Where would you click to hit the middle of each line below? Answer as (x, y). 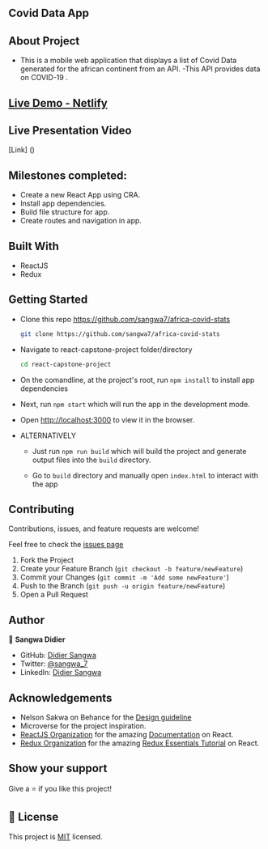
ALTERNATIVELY (48, 435)
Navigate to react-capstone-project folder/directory (106, 349)
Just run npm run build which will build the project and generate (139, 451)
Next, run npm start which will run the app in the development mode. (135, 404)
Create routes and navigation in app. (81, 221)
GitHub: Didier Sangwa (58, 656)
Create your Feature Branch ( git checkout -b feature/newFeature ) (132, 569)
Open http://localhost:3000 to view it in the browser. (107, 419)
